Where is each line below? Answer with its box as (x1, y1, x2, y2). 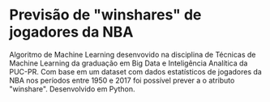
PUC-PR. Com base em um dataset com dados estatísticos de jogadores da (9, 66, 262, 76)
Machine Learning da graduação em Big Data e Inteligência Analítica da (9, 58, 248, 68)
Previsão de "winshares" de (9, 6, 202, 24)
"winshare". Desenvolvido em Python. (9, 83, 135, 94)
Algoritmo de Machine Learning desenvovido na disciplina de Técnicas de (9, 49, 256, 59)
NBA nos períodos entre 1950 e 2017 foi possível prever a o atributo (9, 75, 235, 85)
